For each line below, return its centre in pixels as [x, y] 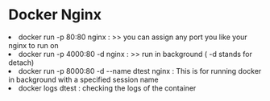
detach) [21, 63]
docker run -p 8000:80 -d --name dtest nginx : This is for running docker [140, 71]
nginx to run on [33, 45]
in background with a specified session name [83, 79]
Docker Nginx [55, 15]
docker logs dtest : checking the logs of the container [108, 88]
